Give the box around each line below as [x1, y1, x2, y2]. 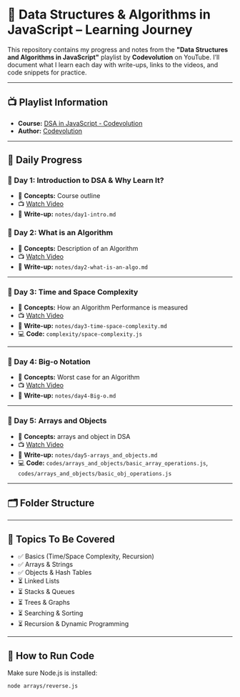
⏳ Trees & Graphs [17, 598, 70, 607]
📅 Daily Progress [7, 154, 83, 167]
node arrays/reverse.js [7, 683, 79, 690]
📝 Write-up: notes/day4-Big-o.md [17, 391, 116, 400]
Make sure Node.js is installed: [7, 668, 98, 678]
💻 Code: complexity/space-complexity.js [17, 330, 143, 338]
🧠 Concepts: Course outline [17, 192, 101, 200]
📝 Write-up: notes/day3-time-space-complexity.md [17, 322, 168, 330]
